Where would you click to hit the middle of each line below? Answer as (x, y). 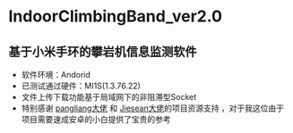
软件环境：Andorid (56, 75)
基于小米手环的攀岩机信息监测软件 (103, 51)
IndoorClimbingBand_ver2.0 (116, 17)
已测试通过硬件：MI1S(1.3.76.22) (81, 86)
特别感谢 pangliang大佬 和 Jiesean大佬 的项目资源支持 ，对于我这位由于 (152, 108)
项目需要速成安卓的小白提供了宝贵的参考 (96, 119)
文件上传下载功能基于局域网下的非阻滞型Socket (109, 97)
